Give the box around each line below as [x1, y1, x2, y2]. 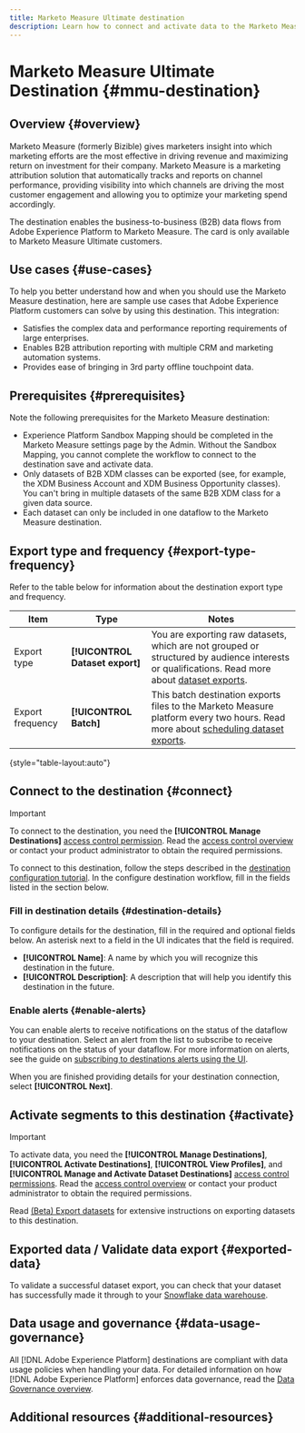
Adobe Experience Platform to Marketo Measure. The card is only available [9, 226, 290, 237]
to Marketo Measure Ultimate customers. [9, 236, 162, 247]
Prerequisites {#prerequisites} [9, 388, 186, 403]
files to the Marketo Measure [151, 700, 274, 712]
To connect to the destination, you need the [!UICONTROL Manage [9, 825, 261, 836]
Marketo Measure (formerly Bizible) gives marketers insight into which [9, 140, 272, 151]
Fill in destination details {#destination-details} [9, 904, 222, 917]
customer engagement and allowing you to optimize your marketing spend [9, 188, 288, 200]
